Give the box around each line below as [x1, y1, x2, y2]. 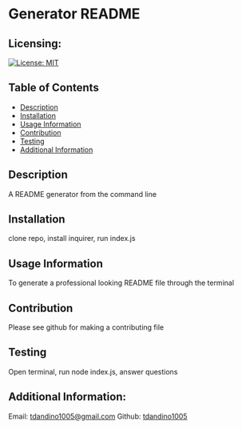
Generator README [8, 5, 141, 23]
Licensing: [8, 37, 62, 50]
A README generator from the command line [8, 189, 157, 198]
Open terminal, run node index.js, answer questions [8, 367, 178, 376]
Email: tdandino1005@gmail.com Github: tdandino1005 [8, 411, 188, 421]
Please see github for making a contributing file [8, 323, 165, 332]
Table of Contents [8, 81, 100, 94]
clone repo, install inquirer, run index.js [8, 234, 136, 243]
